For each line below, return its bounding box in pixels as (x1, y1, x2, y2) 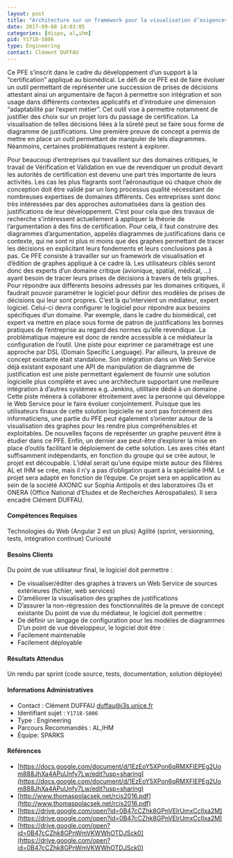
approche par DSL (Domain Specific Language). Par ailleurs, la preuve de (7, 347, 216, 356)
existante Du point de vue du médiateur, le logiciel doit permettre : (17, 609, 207, 617)
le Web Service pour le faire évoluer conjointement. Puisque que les (7, 399, 201, 408)
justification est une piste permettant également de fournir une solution (7, 370, 210, 378)
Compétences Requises (7, 511, 78, 520)
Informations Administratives (7, 686, 94, 694)
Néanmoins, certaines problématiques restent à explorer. (7, 142, 170, 150)
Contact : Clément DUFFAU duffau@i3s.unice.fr (17, 701, 154, 710)
